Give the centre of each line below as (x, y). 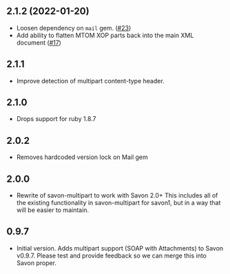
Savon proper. (36, 263)
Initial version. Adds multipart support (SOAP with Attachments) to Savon (120, 248)
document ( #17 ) (39, 42)
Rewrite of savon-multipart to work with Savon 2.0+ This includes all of (117, 196)
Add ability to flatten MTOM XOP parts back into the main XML (105, 35)
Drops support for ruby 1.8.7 (56, 119)
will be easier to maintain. (53, 210)
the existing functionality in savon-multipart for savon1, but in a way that (118, 203)
